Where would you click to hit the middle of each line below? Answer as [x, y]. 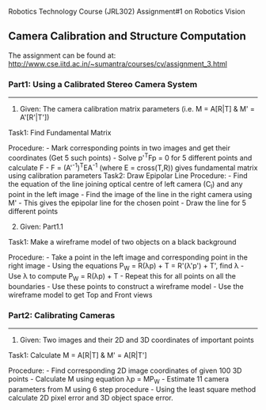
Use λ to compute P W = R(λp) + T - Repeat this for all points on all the [122, 277]
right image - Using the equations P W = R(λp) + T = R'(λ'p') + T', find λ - [126, 267]
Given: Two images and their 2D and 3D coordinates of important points [137, 340]
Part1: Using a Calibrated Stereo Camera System [103, 84]
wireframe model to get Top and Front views [80, 294]
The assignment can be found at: [62, 55]
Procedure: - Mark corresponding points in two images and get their [120, 148]
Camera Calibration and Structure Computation [127, 36]
